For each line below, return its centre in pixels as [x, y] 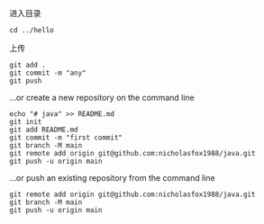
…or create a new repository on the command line [102, 98]
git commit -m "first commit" [66, 138]
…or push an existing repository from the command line [112, 178]
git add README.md [44, 130]
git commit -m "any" [48, 73]
